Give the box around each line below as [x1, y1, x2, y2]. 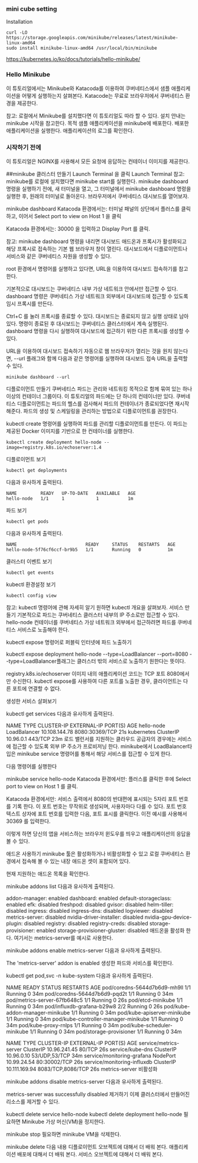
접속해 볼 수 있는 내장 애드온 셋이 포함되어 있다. [21, 857, 131, 864]
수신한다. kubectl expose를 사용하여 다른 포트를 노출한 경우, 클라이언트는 [12, 678, 182, 685]
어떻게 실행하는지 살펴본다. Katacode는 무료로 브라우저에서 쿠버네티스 [21, 92, 184, 99]
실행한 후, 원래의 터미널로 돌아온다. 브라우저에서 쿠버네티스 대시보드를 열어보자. [6, 192, 189, 200]
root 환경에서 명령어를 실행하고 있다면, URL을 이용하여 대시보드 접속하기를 [6, 265, 177, 272]
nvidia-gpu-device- [144, 913, 192, 921]
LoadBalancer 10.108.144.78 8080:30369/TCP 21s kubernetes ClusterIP [6, 728, 180, 735]
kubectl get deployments [6, 467, 67, 473]
